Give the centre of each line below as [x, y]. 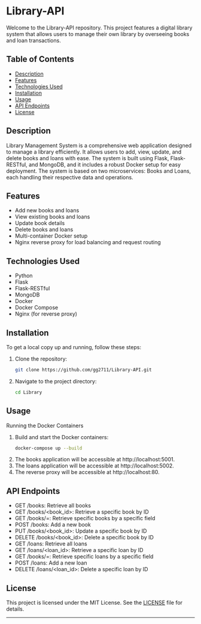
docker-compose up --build [48, 448]
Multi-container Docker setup [51, 236]
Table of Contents [40, 59]
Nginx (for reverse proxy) [46, 314]
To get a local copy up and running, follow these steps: [74, 347]
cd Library [28, 392]
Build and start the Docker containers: [62, 437]
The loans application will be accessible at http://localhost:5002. [95, 466]
